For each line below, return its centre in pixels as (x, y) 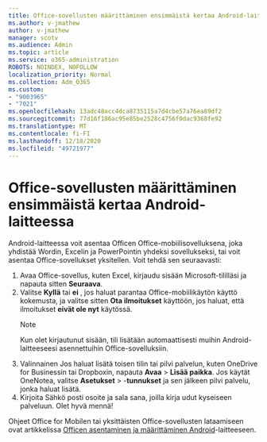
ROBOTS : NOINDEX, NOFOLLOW (53, 67)
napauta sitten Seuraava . (61, 284)
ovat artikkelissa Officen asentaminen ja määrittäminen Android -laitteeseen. (132, 430)
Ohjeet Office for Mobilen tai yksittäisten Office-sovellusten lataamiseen (126, 421)
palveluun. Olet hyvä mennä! (66, 406)
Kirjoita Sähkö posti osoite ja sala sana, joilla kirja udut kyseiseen (126, 398)
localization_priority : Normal (60, 75)
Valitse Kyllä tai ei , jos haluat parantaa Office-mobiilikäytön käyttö (129, 292)
